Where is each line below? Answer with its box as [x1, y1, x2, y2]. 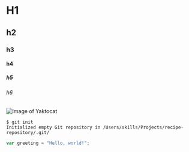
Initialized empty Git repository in [6, 124, 101, 130]
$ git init [6, 119, 34, 125]
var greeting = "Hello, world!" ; [6, 140, 90, 146]
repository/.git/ [6, 129, 50, 135]
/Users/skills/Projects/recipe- [103, 124, 184, 130]
